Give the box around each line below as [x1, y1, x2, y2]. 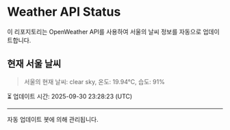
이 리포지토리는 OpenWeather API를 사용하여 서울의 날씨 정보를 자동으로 [7, 27, 202, 36]
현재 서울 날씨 [7, 58, 62, 70]
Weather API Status [7, 4, 121, 20]
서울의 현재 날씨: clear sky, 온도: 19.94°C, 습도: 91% [23, 77, 166, 86]
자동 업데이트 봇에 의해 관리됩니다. [7, 115, 99, 123]
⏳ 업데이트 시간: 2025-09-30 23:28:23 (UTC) [7, 92, 133, 100]
